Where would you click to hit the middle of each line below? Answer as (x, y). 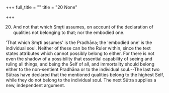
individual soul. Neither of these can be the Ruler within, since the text (78, 48)
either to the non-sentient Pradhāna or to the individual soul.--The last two (83, 69)
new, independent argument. (35, 85)
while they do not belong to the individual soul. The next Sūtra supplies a (81, 80)
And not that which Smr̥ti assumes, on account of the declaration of (83, 27)
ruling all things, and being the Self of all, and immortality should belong (80, 64)
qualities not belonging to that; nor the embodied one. (69, 32)
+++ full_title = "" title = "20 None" (41, 7)
